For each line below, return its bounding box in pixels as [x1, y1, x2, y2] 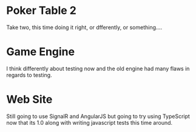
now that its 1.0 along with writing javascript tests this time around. [6, 119, 173, 126]
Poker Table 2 [6, 4, 77, 18]
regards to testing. [6, 71, 53, 79]
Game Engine [6, 45, 75, 59]
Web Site [6, 93, 53, 107]
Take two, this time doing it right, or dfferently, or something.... [6, 24, 163, 31]
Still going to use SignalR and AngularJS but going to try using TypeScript [6, 113, 190, 120]
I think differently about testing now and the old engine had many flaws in [6, 65, 190, 72]
